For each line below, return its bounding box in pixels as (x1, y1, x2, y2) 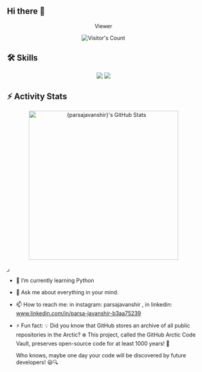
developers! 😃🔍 (15, 359, 59, 366)
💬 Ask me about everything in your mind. (15, 289, 119, 296)
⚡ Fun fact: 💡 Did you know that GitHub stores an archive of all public (15, 322, 190, 329)
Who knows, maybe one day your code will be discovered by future (15, 352, 186, 359)
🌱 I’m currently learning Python (15, 277, 94, 285)
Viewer (94, 22, 113, 29)
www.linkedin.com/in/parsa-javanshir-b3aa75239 (15, 310, 141, 317)
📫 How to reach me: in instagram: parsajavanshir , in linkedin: (15, 301, 173, 308)
